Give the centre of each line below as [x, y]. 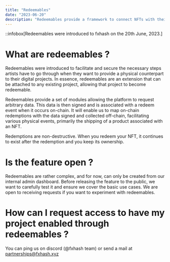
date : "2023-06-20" [26, 15]
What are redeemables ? [58, 54]
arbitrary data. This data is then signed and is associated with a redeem [80, 105]
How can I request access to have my [85, 213]
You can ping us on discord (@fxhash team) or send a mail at [69, 248]
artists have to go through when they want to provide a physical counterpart [84, 73]
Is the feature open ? [49, 162]
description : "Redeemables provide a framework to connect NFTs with [80, 19]
